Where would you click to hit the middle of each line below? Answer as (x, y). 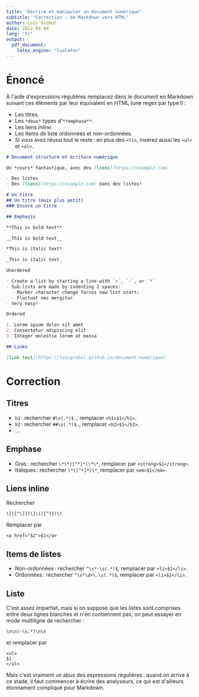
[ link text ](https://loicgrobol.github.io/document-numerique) (86, 357)
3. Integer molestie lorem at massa (51, 336)
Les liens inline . (34, 127)
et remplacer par (27, 642)
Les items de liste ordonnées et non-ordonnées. (73, 133)
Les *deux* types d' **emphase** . (54, 120)
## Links (17, 346)
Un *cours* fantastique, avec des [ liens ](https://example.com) (87, 168)
